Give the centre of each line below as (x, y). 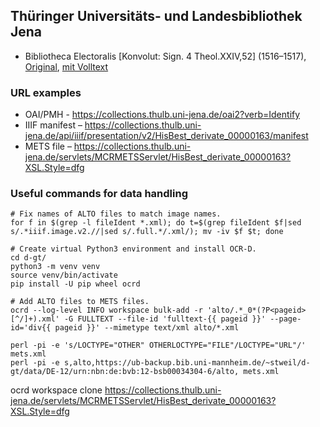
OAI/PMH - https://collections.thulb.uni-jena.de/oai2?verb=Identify (162, 115)
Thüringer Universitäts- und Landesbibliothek (156, 16)
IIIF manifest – (53, 125)
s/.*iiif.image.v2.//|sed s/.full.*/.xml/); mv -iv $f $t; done (147, 232)
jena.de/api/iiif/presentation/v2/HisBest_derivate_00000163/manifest (166, 136)
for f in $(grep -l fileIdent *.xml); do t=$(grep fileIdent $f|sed (156, 223)
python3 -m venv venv (55, 267)
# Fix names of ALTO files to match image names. (116, 214)
